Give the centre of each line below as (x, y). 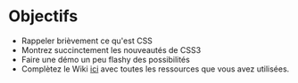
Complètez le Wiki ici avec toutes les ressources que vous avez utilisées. (155, 69)
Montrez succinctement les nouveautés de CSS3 (111, 49)
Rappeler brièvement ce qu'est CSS (87, 41)
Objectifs (43, 16)
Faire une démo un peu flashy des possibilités (106, 59)
